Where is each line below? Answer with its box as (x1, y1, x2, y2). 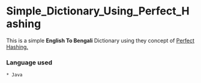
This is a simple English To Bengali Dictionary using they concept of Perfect (6, 37, 195, 44)
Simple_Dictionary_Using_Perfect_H (6, 4, 190, 18)
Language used (6, 58, 53, 67)
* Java (6, 72, 23, 78)
